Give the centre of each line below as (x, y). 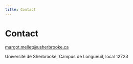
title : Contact (21, 9)
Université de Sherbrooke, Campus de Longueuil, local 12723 (67, 56)
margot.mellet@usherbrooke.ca (37, 47)
